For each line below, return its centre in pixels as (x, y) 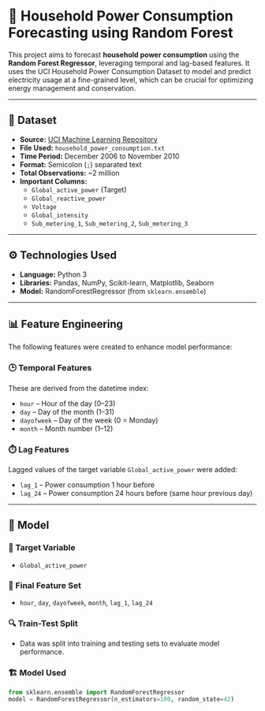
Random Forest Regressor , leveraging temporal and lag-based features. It (129, 63)
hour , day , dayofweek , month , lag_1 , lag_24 (86, 602)
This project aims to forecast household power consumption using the (124, 54)
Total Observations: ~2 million (69, 173)
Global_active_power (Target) (79, 189)
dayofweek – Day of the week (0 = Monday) (89, 420)
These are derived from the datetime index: (78, 388)
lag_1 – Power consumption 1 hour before (87, 485)
